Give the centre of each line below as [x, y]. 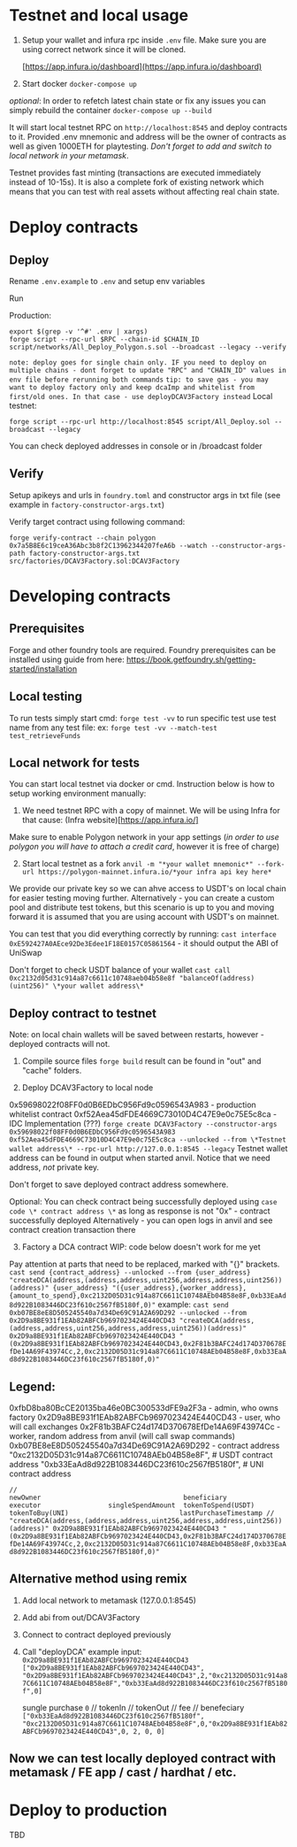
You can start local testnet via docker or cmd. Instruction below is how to [142, 784]
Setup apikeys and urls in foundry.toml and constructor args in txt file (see [145, 495]
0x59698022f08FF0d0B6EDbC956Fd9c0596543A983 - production [133, 1105]
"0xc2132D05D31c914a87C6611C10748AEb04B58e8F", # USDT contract [141, 1455]
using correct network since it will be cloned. [104, 49]
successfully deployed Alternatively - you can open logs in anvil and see [141, 1220]
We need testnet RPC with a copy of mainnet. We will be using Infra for [151, 811]
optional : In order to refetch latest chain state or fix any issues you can [138, 100]
